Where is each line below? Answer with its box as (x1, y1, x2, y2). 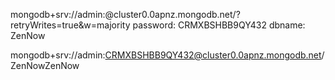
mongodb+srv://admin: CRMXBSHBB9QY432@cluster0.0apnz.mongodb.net (10, 49, 322, 61)
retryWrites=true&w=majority (10, 19, 131, 31)
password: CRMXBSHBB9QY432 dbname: (132, 19, 306, 31)
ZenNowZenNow (10, 60, 80, 71)
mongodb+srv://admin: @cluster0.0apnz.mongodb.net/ (10, 9, 237, 20)
